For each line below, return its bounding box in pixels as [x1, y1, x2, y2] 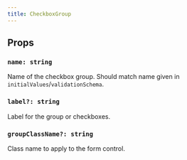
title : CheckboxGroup [7, 10, 72, 18]
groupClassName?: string [7, 129, 94, 138]
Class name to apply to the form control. [7, 144, 126, 153]
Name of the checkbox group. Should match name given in [7, 73, 180, 81]
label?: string [7, 97, 60, 106]
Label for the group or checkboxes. [7, 112, 111, 121]
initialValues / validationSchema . [7, 80, 105, 89]
